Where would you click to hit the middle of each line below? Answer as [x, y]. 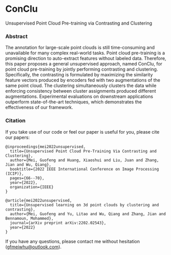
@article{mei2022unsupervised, [39, 200]
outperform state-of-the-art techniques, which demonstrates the [74, 102]
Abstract [17, 36]
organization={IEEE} [32, 187]
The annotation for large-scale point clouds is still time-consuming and [80, 48]
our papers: [17, 137]
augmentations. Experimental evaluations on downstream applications [79, 97]
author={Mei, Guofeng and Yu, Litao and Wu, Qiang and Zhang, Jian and [88, 214]
